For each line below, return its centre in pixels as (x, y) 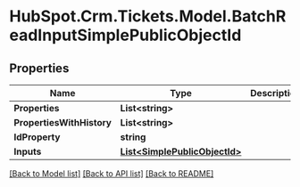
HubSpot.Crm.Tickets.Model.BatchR (148, 16)
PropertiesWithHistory (62, 122)
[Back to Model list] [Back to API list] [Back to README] (112, 174)
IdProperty (37, 137)
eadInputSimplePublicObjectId (125, 35)
